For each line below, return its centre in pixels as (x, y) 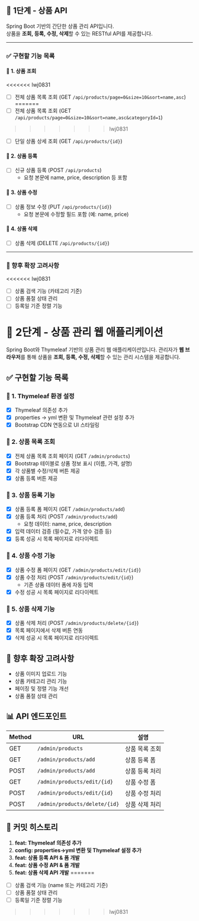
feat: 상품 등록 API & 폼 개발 (47, 858)
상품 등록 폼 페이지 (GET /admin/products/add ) (70, 509)
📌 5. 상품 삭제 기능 (31, 609)
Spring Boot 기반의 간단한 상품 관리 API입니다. (60, 26)
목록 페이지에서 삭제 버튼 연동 (49, 630)
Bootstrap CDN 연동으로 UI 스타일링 (57, 425)
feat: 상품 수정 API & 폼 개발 (47, 865)
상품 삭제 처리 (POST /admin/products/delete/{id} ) (77, 623)
